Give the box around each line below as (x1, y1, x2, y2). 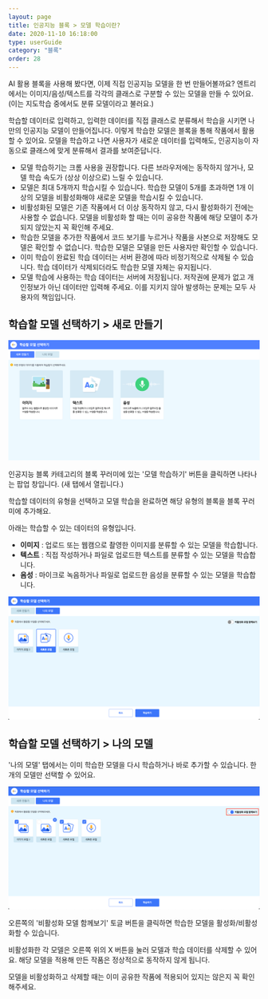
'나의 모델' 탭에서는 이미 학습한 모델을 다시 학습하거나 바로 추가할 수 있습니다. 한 (8, 760, 257, 769)
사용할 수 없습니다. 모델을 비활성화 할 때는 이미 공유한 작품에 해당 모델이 (19, 212, 243, 222)
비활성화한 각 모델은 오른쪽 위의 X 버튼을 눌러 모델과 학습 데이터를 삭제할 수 (8, 946, 242, 955)
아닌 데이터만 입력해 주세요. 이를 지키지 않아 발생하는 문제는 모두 (47, 282, 248, 291)
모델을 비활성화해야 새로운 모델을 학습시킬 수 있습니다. (34, 192, 203, 202)
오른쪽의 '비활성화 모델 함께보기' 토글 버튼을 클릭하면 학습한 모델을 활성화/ (8, 918, 239, 928)
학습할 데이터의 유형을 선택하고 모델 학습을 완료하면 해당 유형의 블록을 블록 (8, 496, 241, 506)
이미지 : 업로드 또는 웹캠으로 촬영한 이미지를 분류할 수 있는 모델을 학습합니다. (19, 540, 258, 550)
